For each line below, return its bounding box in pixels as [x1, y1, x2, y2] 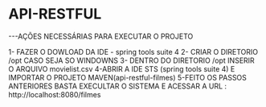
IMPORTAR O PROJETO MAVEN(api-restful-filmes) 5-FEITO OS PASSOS [8, 72, 248, 82]
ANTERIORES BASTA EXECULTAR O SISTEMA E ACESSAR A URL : [8, 81, 227, 91]
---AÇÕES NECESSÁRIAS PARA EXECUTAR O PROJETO [8, 31, 194, 41]
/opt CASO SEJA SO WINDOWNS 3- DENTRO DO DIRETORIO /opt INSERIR [8, 56, 255, 65]
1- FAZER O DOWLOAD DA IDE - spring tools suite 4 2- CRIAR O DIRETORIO [8, 47, 259, 56]
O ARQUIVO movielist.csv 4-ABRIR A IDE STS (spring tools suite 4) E [8, 64, 235, 73]
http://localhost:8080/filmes [8, 89, 101, 99]
